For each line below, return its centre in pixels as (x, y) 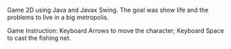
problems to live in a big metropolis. (58, 17)
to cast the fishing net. (39, 38)
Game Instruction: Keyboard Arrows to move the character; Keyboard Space (116, 31)
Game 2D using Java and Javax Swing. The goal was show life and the (108, 10)
